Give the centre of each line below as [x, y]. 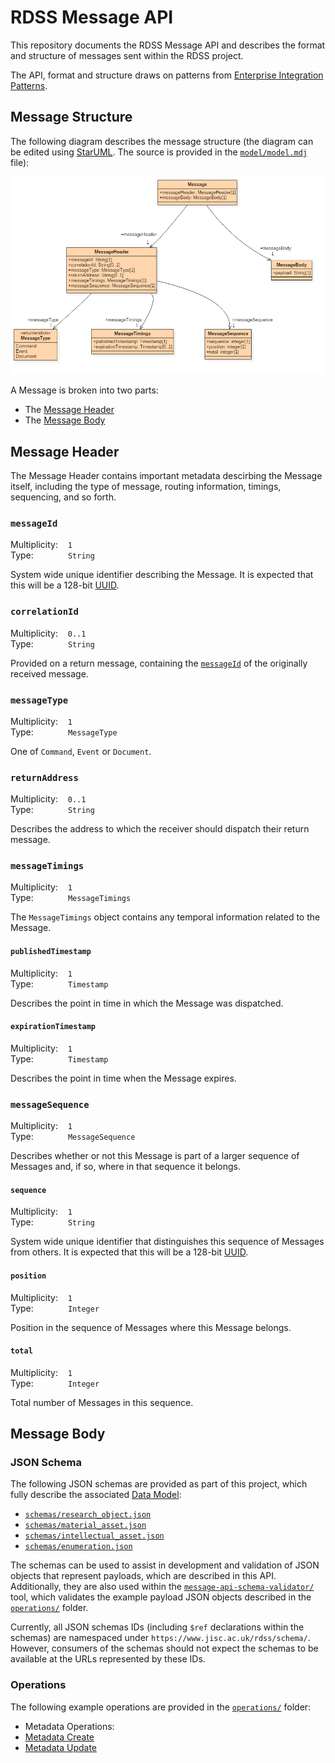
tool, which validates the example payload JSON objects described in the [161, 1597]
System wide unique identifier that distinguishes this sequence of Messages [167, 1242]
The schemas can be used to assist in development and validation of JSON [165, 1565]
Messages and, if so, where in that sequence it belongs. [125, 1167]
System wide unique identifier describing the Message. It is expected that [162, 575]
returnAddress [44, 777]
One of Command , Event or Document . [81, 751]
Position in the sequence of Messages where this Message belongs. [151, 1327]
